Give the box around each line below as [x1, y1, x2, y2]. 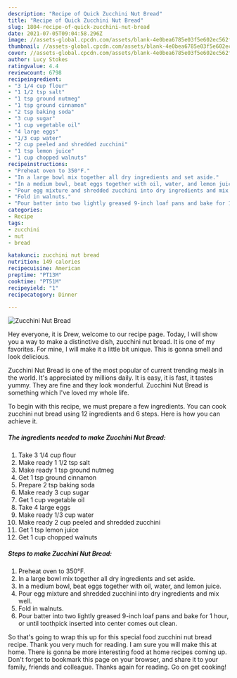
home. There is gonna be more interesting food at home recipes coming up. [8, 648, 227, 656]
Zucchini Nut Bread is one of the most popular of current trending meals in [8, 366, 224, 375]
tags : [8, 219, 24, 226]
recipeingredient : [8, 75, 62, 83]
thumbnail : [8, 43, 40, 50]
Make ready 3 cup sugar [18, 488, 90, 497]
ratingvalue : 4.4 [8, 63, 59, 70]
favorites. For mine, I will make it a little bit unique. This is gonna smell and [8, 345, 223, 354]
